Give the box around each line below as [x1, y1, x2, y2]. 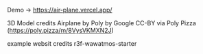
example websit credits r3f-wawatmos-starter [7, 40, 137, 47]
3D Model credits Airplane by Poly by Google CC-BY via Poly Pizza [7, 19, 197, 27]
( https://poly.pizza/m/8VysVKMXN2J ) [7, 27, 115, 34]
